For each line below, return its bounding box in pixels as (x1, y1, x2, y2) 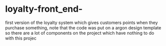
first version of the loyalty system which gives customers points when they (5, 20, 158, 25)
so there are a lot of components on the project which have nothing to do (5, 30, 155, 36)
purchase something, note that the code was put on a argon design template (5, 24, 162, 30)
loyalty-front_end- (5, 3, 83, 15)
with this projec (5, 35, 37, 41)
